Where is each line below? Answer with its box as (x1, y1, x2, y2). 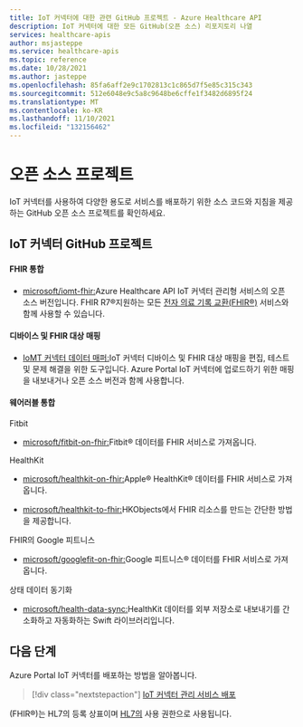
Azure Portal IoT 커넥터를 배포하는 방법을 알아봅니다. (9, 669, 197, 680)
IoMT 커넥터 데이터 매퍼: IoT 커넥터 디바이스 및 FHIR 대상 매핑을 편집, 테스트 (22, 352, 290, 363)
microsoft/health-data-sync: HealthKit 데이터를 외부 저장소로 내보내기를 (22, 603, 280, 614)
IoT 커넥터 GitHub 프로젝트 (9, 236, 153, 252)
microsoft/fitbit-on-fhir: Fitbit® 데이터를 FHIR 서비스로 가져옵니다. (22, 436, 257, 447)
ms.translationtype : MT (9, 97, 99, 107)
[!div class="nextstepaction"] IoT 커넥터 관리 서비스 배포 (31, 689, 237, 700)
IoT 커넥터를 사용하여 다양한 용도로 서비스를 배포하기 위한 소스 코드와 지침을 (9, 196, 277, 206)
